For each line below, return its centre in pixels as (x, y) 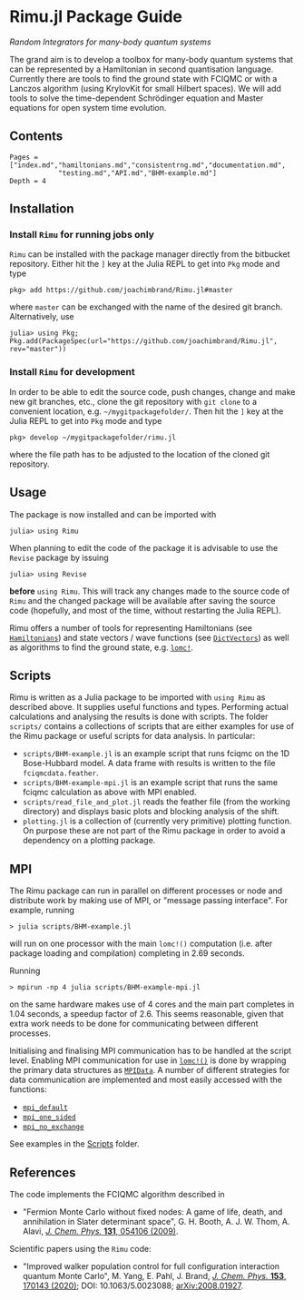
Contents (36, 137)
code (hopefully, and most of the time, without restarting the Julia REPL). (145, 610)
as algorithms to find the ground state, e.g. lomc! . (101, 647)
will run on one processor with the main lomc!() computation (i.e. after (141, 944)
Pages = (24, 157)
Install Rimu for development (73, 372)
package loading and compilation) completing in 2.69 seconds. (127, 953)
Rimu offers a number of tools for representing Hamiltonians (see (131, 627)
